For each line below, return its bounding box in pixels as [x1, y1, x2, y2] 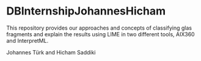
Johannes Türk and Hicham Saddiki [6, 48, 96, 56]
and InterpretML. [6, 37, 49, 44]
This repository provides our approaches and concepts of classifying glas [6, 24, 192, 31]
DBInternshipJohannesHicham [6, 4, 166, 18]
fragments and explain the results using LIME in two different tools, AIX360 [6, 30, 195, 37]
